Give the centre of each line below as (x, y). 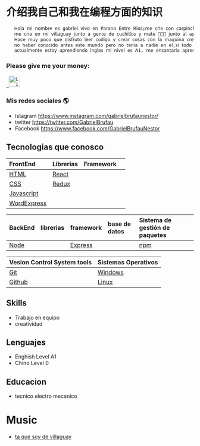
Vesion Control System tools (51, 262)
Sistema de (155, 220)
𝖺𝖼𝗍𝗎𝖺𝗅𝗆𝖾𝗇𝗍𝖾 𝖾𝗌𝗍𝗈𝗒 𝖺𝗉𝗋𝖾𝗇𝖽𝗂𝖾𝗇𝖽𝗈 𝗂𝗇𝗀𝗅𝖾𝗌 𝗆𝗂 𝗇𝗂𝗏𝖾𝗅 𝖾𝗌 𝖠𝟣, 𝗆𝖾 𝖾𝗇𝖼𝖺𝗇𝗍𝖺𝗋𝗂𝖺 (97, 51)
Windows (110, 272)
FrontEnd (22, 164)
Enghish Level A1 (35, 357)
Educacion (26, 382)
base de (119, 224)
